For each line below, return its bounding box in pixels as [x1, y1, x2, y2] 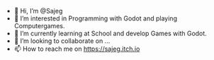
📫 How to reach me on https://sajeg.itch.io [13, 44, 140, 53]
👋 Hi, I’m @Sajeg [13, 7, 63, 15]
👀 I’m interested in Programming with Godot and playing [13, 14, 177, 23]
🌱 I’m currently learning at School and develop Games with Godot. [13, 29, 207, 37]
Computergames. [13, 22, 65, 30]
